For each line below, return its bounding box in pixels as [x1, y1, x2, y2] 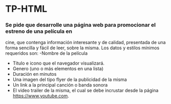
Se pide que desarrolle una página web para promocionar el [5, 22, 156, 29]
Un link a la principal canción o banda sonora [12, 82, 108, 88]
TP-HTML [5, 3, 47, 15]
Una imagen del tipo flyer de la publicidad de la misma [12, 76, 127, 82]
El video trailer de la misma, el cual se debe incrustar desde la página [12, 88, 159, 94]
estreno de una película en [5, 28, 72, 35]
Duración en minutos [12, 71, 57, 77]
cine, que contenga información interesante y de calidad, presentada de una [5, 39, 166, 46]
